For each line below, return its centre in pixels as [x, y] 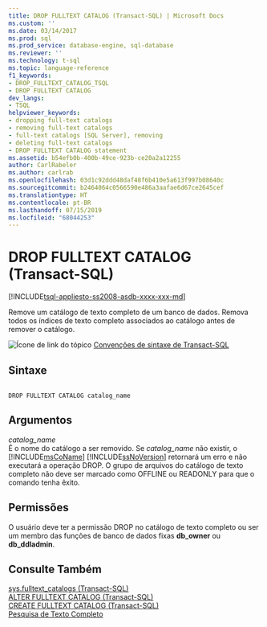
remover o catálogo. [42, 330]
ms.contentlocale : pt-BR [50, 203]
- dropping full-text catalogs [61, 121]
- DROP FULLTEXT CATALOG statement [68, 150]
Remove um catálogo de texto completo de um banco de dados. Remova [128, 312]
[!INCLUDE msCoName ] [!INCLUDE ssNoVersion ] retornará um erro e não [127, 457]
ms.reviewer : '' [35, 53]
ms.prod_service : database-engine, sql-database [91, 46]
